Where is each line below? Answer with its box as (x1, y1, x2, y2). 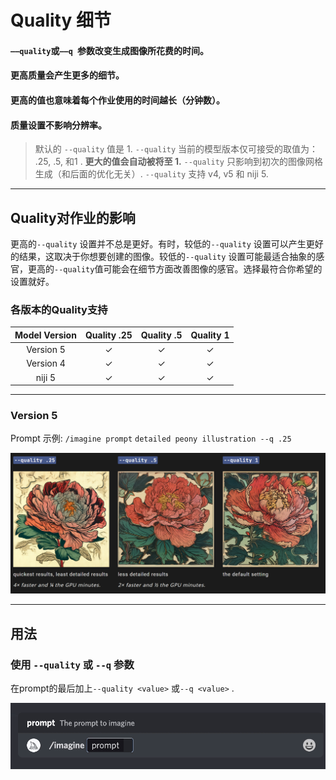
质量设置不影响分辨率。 (10, 119, 107, 131)
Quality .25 (84, 329, 133, 341)
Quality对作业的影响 (10, 209, 136, 226)
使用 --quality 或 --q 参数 (10, 657, 135, 671)
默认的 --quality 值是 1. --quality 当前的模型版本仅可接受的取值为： (34, 143, 319, 155)
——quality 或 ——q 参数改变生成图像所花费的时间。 (10, 44, 210, 56)
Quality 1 (190, 329, 230, 341)
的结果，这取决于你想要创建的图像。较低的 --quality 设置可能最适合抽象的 (10, 250, 317, 262)
